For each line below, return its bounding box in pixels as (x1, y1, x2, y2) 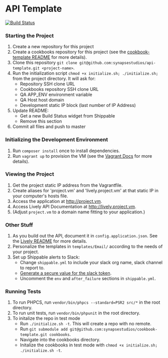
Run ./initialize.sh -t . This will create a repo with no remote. (20, 321, 151, 327)
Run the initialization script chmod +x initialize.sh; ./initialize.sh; (12, 70, 158, 76)
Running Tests (5, 288, 41, 295)
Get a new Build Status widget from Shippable (20, 113, 115, 119)
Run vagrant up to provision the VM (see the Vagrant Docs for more (12, 153, 152, 159)
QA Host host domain (20, 97, 64, 103)
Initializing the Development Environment (5, 136, 108, 143)
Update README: (12, 107, 49, 113)
